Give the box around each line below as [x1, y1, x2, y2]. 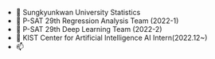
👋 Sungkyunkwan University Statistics [15, 8, 141, 17]
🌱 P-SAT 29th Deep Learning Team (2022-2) [15, 25, 162, 33]
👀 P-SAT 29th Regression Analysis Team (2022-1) [15, 16, 179, 26]
